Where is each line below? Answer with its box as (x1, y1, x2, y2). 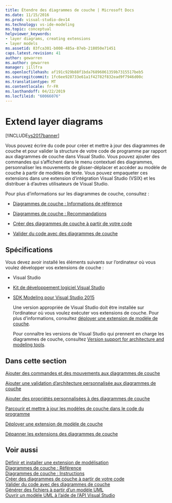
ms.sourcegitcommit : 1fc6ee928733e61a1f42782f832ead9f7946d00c (5, 74, 144, 80)
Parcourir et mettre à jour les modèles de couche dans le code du (5, 405, 144, 412)
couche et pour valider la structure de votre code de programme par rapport (5, 148, 167, 154)
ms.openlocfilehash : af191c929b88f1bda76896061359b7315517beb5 (5, 70, 144, 75)
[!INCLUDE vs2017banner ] (5, 133, 60, 139)
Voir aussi (5, 445, 38, 455)
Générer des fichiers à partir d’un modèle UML (5, 487, 104, 493)
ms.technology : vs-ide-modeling (5, 22, 74, 27)
